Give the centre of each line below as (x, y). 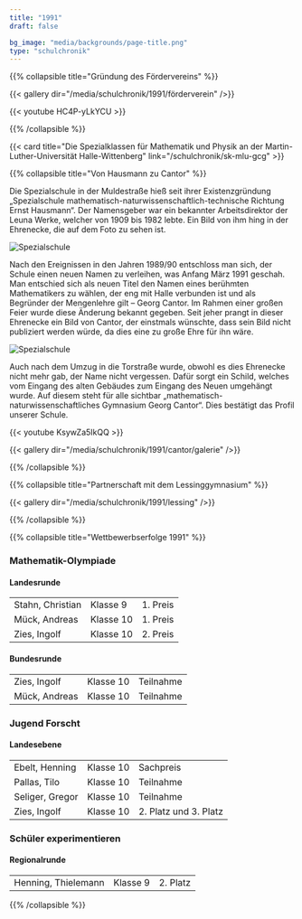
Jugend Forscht (45, 723)
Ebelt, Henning (45, 767)
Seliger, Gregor (46, 796)
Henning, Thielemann (59, 882)
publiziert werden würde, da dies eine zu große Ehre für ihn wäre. (132, 332)
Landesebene (36, 745)
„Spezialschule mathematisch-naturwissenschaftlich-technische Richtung (147, 201)
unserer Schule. (39, 415)
